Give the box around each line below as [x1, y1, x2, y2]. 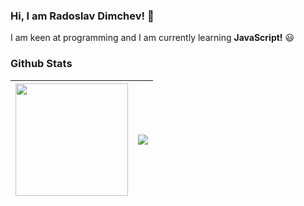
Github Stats [10, 57, 73, 71]
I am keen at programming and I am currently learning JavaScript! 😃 [10, 32, 295, 44]
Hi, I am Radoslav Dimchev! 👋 [10, 9, 155, 23]
